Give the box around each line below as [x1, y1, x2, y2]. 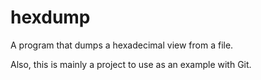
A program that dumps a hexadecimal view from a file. [10, 39, 234, 51]
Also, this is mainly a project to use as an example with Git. [10, 58, 252, 70]
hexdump [10, 6, 91, 29]
